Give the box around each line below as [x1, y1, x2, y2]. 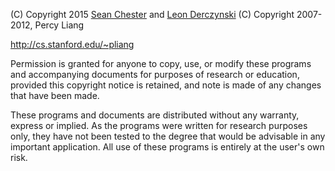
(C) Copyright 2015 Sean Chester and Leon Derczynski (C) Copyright [10, 9, 295, 20]
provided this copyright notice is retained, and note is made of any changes [10, 79, 322, 91]
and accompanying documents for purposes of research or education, [10, 69, 300, 80]
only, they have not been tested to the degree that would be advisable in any [10, 130, 326, 142]
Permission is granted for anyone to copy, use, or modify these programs [10, 58, 312, 69]
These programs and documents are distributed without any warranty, [10, 109, 300, 121]
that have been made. [10, 90, 100, 101]
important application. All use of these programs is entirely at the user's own [10, 141, 325, 153]
